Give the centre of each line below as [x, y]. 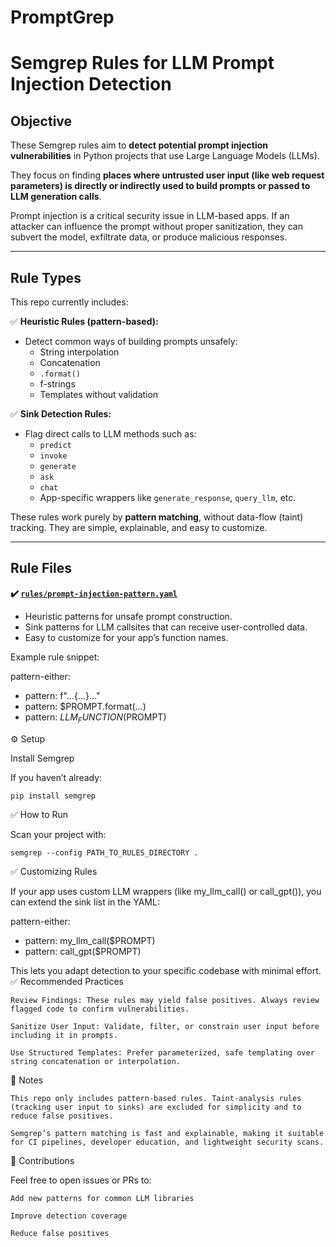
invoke [53, 456]
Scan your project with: [58, 834]
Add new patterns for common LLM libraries [102, 1198]
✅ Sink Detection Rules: [61, 414]
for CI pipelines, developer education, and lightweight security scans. [167, 1142]
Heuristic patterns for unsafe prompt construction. [128, 616]
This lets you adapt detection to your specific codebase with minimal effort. [166, 970]
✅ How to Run [39, 814]
